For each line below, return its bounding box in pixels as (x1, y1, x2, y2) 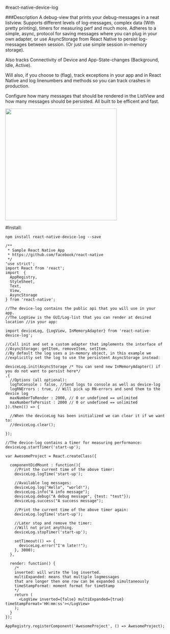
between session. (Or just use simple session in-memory (27, 41, 148, 48)
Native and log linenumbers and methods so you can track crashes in (5, 78, 151, 83)
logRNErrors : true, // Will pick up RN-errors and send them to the (10, 387, 160, 392)
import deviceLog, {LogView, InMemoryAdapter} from (5, 328, 117, 333)
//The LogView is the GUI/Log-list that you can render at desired (5, 315, 152, 320)
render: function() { (10, 561, 56, 566)
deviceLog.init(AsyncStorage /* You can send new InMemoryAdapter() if (5, 364, 160, 369)
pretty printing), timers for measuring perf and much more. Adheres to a (5, 25, 157, 31)
